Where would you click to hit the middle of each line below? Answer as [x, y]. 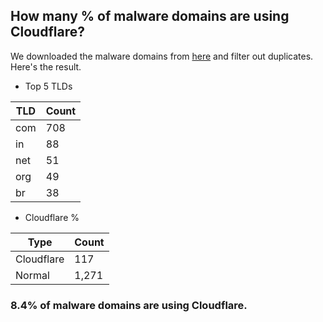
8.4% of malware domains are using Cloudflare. [129, 305]
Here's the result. [46, 66]
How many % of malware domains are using [150, 16]
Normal [32, 275]
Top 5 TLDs [48, 86]
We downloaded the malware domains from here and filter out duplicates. [162, 56]
